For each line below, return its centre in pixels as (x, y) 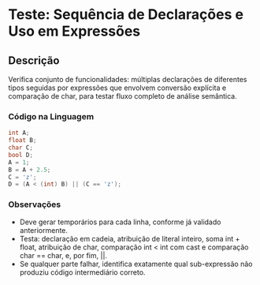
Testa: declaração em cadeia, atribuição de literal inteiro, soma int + (130, 238)
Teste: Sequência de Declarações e (126, 15)
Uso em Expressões (74, 31)
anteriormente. (44, 230)
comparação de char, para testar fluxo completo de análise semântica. (123, 96)
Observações (35, 204)
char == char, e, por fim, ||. (63, 255)
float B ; (22, 141)
